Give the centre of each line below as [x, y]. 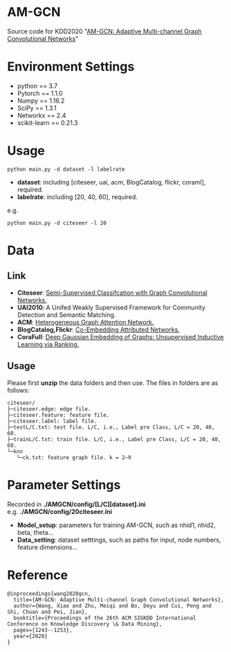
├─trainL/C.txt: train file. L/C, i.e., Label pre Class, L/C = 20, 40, [114, 439]
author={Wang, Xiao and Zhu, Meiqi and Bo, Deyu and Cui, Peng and [113, 606]
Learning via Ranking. [48, 344]
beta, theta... [35, 532]
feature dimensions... [47, 547]
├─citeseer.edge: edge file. [49, 409]
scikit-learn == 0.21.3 [47, 123]
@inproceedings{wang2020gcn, [49, 594]
